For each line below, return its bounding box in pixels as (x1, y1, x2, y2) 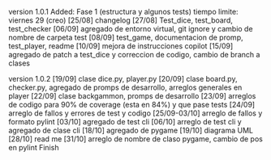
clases (8, 58, 31, 68)
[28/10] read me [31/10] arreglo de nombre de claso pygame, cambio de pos (8, 134, 264, 144)
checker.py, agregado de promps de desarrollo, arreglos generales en (8, 82, 243, 92)
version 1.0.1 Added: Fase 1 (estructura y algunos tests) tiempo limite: (8, 7, 239, 16)
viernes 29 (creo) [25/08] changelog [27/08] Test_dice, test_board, (8, 15, 233, 25)
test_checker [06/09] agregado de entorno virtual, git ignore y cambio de (8, 24, 253, 33)
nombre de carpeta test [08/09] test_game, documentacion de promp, (8, 32, 243, 42)
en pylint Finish (8, 143, 59, 152)
